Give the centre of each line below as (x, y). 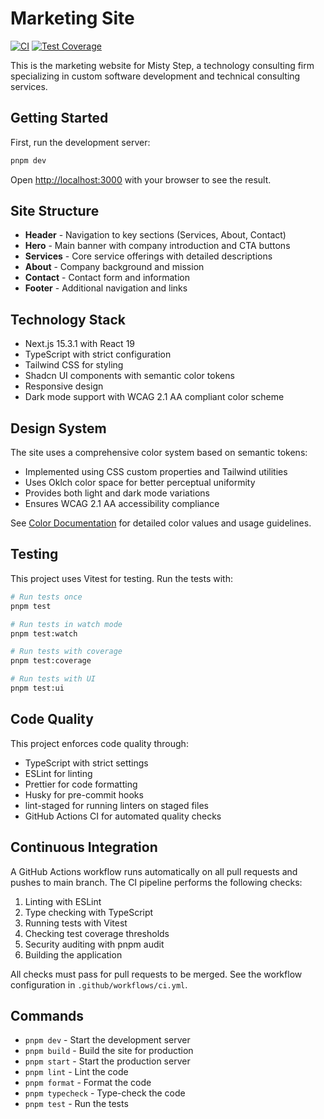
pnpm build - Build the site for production (109, 1051)
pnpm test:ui (37, 688)
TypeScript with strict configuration (98, 354)
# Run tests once (46, 597)
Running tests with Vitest (76, 923)
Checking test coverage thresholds (97, 933)
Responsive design (64, 386)
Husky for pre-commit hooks (84, 794)
